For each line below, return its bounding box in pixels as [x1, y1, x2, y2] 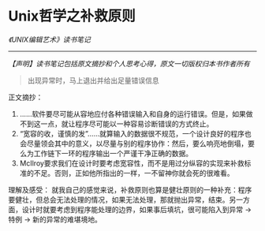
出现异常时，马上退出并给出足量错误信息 [27, 76, 159, 85]
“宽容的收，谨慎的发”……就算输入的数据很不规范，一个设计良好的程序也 [19, 129, 252, 138]
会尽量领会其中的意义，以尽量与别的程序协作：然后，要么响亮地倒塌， [19, 139, 248, 148]
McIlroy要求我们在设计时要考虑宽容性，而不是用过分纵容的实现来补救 [19, 158, 244, 168]
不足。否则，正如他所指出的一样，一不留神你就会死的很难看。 [33, 168, 234, 177]
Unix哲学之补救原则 [8, 7, 136, 25]
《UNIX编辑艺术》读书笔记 [8, 35, 91, 44]
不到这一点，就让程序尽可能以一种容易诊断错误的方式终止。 [19, 119, 214, 129]
